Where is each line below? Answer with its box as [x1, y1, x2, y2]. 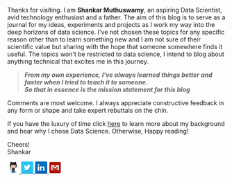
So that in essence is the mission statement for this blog [24, 86, 190, 93]
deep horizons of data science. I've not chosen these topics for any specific [7, 28, 225, 36]
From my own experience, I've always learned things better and [24, 71, 213, 79]
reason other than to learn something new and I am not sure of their [7, 35, 201, 44]
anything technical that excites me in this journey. [7, 57, 149, 65]
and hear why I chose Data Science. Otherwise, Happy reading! [7, 127, 189, 135]
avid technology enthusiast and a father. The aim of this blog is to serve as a [7, 13, 226, 21]
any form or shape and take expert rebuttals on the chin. [7, 107, 169, 114]
